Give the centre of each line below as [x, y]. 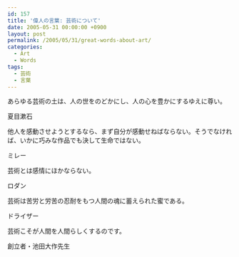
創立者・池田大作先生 [39, 246]
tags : [15, 67]
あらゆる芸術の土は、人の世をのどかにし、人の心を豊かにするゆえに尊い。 [117, 101]
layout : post [27, 34]
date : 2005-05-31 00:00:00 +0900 [57, 27]
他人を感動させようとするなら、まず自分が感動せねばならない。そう [107, 132]
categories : [25, 47]
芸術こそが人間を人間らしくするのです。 [67, 231]
